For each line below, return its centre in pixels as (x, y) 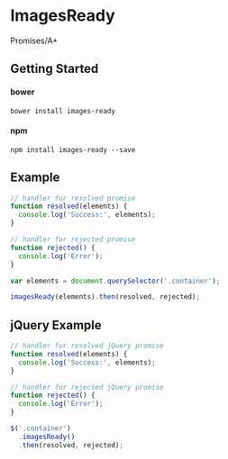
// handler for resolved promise (73, 198)
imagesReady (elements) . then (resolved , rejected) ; (105, 297)
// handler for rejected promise (73, 239)
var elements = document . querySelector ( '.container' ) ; (115, 281)
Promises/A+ (34, 40)
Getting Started (55, 69)
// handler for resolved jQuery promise (87, 346)
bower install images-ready (63, 111)
